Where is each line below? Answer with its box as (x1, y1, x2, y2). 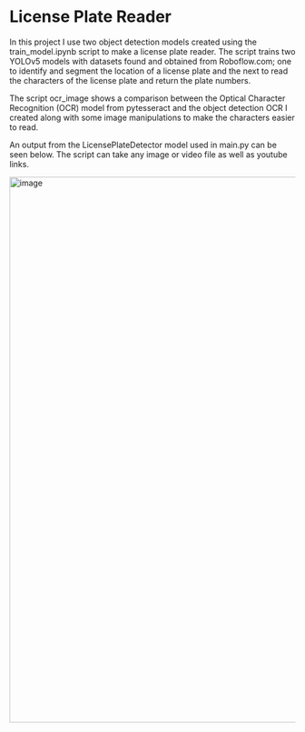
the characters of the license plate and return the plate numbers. (9, 75, 251, 85)
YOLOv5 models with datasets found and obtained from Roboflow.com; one (9, 55, 292, 66)
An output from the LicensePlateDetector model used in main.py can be (9, 139, 277, 150)
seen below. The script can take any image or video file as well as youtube (9, 148, 288, 160)
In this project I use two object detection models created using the (9, 36, 257, 47)
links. (9, 158, 30, 169)
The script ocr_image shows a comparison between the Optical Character (9, 93, 286, 104)
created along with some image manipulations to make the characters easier (9, 112, 295, 123)
